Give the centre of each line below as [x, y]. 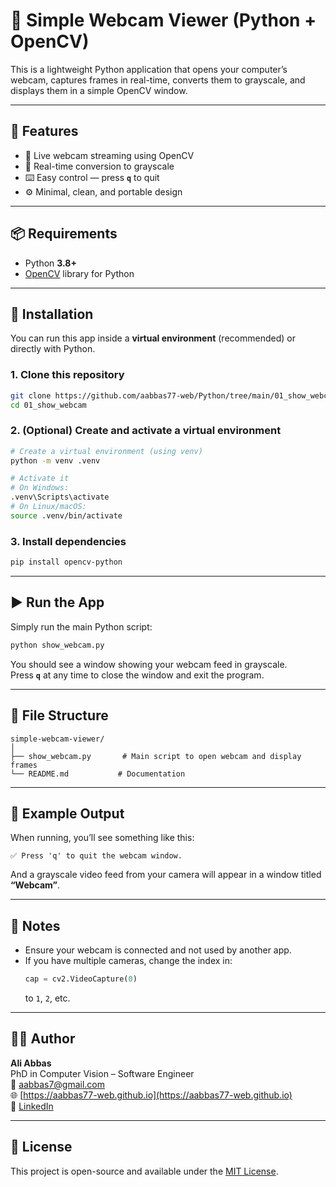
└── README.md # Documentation [98, 774]
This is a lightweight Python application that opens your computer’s [149, 69]
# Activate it [40, 479]
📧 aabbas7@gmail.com [58, 1084]
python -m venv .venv [55, 460]
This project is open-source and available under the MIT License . [144, 1171]
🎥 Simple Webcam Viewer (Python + [163, 20]
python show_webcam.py [57, 645]
